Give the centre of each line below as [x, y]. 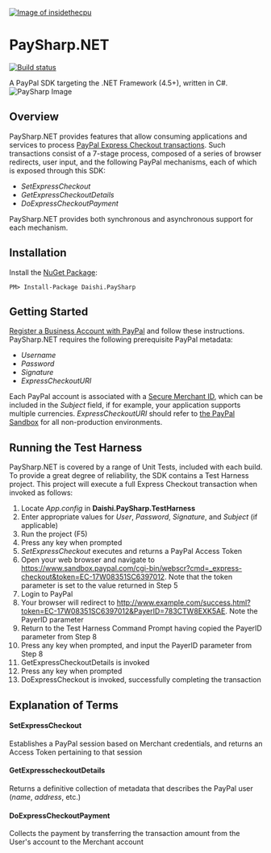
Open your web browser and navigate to [88, 560]
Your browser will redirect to [68, 603]
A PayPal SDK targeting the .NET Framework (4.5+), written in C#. [119, 83]
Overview [34, 117]
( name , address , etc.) [45, 797]
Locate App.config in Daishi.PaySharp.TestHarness [108, 509]
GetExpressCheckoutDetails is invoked [85, 663]
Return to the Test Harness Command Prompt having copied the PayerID [142, 628]
